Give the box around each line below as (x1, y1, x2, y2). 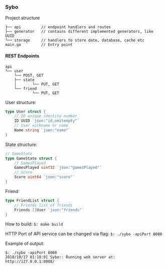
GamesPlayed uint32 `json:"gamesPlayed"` (14, 165, 102, 170)
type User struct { (5, 109, 46, 114)
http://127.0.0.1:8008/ (5, 259, 55, 264)
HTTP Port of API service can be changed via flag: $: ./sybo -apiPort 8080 (5, 231, 162, 237)
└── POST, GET (14, 73, 44, 78)
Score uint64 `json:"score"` (14, 174, 75, 180)
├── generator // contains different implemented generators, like (5, 29, 154, 34)
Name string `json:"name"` (14, 128, 71, 133)
